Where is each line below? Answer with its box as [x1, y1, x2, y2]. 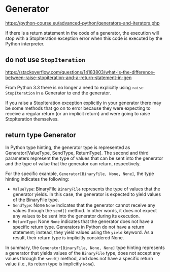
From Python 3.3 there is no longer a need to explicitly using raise [5, 84, 144, 90]
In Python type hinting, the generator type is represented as [5, 144, 130, 151]
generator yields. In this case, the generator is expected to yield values [12, 191, 161, 197]
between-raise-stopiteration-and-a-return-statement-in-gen [5, 75, 132, 81]
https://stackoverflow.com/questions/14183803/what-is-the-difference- [5, 69, 155, 75]
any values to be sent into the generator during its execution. [12, 213, 140, 219]
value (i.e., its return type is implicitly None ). [5, 261, 95, 267]
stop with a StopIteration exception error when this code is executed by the [5, 35, 162, 41]
